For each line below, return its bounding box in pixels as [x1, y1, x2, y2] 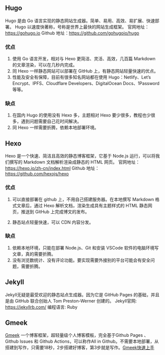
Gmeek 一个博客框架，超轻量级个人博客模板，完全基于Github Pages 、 [5, 332, 149, 338]
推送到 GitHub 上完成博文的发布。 [21, 208, 90, 214]
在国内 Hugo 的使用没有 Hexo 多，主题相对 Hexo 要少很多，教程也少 [12, 112, 151, 118]
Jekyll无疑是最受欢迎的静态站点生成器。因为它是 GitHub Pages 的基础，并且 [5, 291, 160, 298]
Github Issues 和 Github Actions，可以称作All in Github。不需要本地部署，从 [5, 338, 159, 345]
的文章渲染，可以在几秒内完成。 [12, 62, 77, 68]
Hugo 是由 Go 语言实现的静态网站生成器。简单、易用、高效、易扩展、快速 [5, 17, 155, 24]
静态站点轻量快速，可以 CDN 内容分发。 [12, 219, 94, 225]
